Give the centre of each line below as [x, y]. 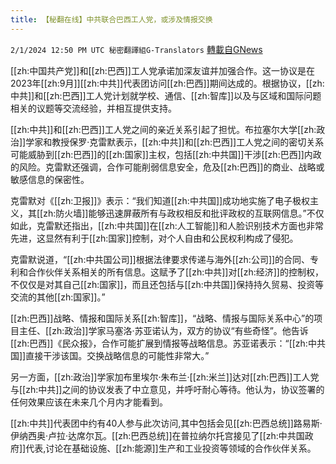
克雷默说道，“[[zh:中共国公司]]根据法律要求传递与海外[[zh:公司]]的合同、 [160, 259]
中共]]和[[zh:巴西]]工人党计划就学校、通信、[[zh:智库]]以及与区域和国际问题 [166, 95]
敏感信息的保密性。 [50, 179]
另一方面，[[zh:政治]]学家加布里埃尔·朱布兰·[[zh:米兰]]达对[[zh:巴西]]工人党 [165, 377]
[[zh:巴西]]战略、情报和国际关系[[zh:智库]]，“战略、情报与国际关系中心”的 [162, 318]
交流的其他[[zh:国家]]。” [58, 297]
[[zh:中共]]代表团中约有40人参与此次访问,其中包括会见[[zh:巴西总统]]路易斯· [166, 423]
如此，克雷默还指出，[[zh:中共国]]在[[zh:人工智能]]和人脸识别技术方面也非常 [167, 225]
